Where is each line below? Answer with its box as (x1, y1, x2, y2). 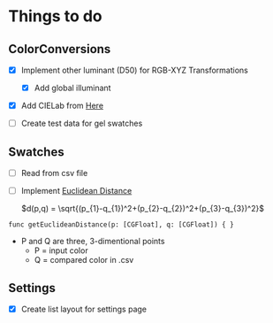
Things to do (8, 6, 102, 27)
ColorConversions (8, 42, 111, 57)
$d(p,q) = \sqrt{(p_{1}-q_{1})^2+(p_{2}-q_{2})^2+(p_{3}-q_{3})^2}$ (20, 204, 264, 214)
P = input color (34, 245, 89, 256)
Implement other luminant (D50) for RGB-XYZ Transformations (20, 65, 248, 75)
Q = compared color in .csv (34, 255, 134, 265)
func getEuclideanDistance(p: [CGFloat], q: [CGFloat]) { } (8, 220, 235, 229)
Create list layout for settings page (20, 304, 148, 314)
